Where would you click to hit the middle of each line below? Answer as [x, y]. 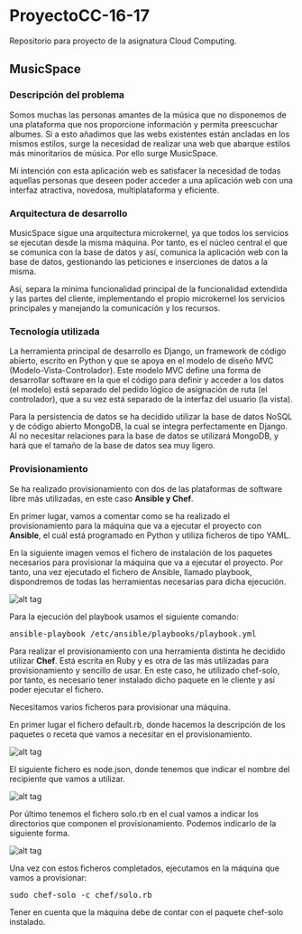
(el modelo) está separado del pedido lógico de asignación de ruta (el [138, 390]
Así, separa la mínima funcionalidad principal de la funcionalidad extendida [148, 288]
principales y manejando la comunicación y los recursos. [115, 307]
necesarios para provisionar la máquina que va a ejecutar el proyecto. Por [146, 562]
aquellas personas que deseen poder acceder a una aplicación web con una [151, 180]
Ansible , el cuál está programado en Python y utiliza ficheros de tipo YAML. [150, 535]
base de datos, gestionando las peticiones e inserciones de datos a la [139, 261]
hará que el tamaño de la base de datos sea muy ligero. [112, 446]
